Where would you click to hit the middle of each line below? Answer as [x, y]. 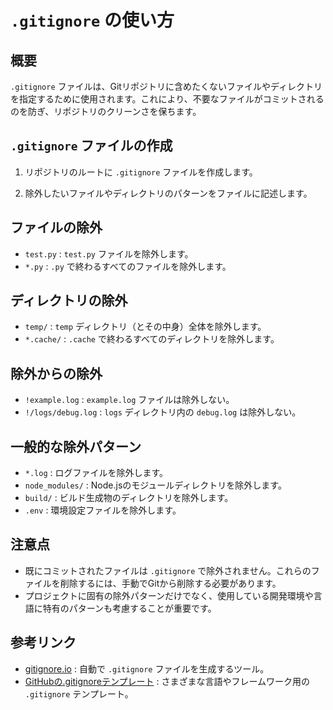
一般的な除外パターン [76, 446]
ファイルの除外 [56, 227]
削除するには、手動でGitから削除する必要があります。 [170, 583]
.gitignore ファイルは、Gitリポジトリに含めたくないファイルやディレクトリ [166, 86]
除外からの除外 [56, 373]
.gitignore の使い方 [92, 20]
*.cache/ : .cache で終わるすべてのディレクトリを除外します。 [152, 339]
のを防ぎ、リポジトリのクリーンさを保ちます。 [106, 111]
